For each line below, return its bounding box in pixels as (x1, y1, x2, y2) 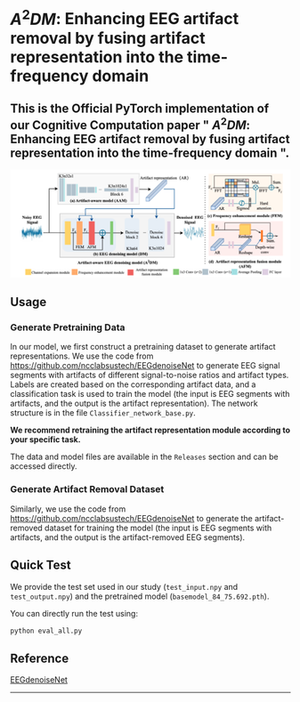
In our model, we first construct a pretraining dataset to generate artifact (10, 342, 276, 352)
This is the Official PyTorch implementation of (10, 101, 270, 116)
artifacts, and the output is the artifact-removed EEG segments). (10, 531, 246, 543)
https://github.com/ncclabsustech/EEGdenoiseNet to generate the (10, 512, 253, 523)
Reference (10, 650, 69, 666)
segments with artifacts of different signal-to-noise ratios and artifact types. (10, 370, 289, 381)
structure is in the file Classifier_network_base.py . (10, 407, 197, 418)
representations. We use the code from (10, 351, 154, 361)
